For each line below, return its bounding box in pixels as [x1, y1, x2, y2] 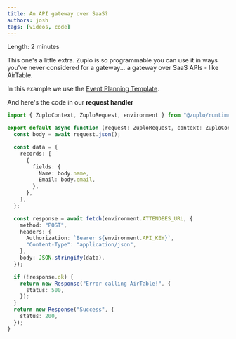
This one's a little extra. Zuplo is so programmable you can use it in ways [7, 56, 218, 65]
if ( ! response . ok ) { [13, 273, 74, 281]
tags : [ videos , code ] [7, 23, 71, 30]
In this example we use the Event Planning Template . [7, 85, 159, 93]
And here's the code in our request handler [7, 98, 133, 107]
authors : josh [7, 17, 49, 24]
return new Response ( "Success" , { [13, 306, 114, 313]
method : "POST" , [20, 222, 68, 229]
